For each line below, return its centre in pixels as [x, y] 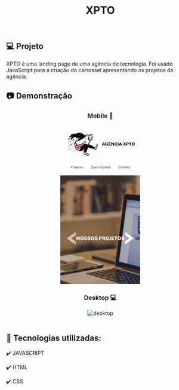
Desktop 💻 [100, 298]
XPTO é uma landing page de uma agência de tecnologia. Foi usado [89, 64]
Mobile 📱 [100, 116]
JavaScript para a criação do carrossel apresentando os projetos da [90, 70]
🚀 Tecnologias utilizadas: [54, 338]
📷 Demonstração [39, 96]
